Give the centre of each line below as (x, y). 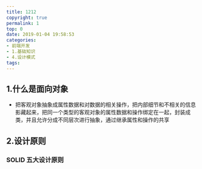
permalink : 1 (23, 23)
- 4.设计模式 (21, 57)
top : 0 (15, 29)
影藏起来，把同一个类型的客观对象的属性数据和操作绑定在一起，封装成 (103, 112)
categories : (21, 40)
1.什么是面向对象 (37, 89)
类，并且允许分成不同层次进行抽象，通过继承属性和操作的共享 (92, 120)
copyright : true (27, 18)
